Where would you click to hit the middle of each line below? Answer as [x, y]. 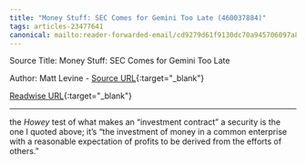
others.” [24, 151]
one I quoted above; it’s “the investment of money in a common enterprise [148, 132]
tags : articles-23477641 [56, 26]
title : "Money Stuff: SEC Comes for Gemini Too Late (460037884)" [138, 18]
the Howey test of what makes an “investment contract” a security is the [145, 122]
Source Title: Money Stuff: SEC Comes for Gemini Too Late [120, 61]
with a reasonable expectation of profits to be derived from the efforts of [146, 141]
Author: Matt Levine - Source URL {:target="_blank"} [107, 78]
